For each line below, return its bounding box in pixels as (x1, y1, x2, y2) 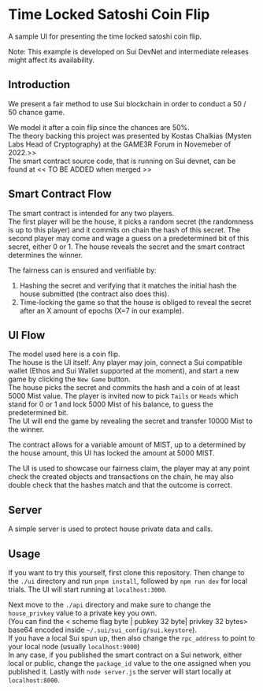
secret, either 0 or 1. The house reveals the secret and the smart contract (8, 242, 246, 251)
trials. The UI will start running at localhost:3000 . (8, 585, 167, 594)
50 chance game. (8, 107, 65, 117)
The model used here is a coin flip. (8, 349, 120, 359)
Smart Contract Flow (8, 188, 112, 201)
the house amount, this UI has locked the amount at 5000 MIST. (8, 448, 215, 458)
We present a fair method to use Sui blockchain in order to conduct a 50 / (8, 98, 246, 108)
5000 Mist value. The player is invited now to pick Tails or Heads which (8, 392, 239, 401)
